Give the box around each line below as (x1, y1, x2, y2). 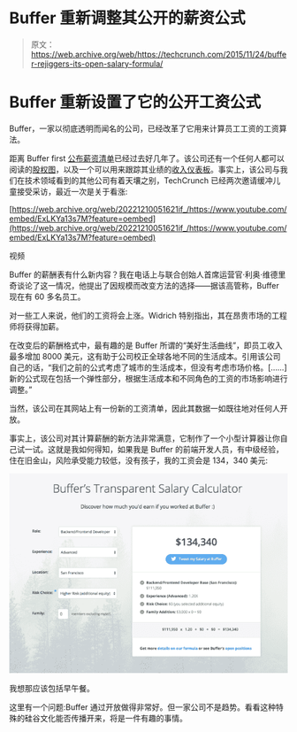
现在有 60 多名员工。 (9, 291, 86, 302)
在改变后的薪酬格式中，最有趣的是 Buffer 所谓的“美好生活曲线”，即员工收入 (9, 340, 283, 351)
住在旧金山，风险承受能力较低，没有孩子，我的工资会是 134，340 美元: (9, 455, 268, 466)
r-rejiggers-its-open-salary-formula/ (30, 58, 164, 69)
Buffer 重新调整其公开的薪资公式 (9, 8, 246, 28)
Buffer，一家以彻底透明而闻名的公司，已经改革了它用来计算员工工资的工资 (9, 123, 280, 134)
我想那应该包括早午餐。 (9, 682, 95, 693)
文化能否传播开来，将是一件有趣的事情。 (39, 713, 187, 723)
